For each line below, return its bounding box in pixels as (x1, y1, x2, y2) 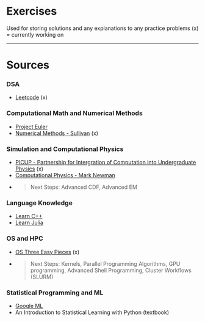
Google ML (15, 302, 43, 309)
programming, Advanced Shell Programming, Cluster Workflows (30, 266, 192, 274)
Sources (6, 58, 50, 72)
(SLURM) (30, 273, 54, 280)
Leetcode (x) (15, 93, 48, 101)
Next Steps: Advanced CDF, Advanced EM (30, 183, 137, 191)
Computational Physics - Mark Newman (15, 172, 116, 179)
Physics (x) (15, 165, 44, 172)
